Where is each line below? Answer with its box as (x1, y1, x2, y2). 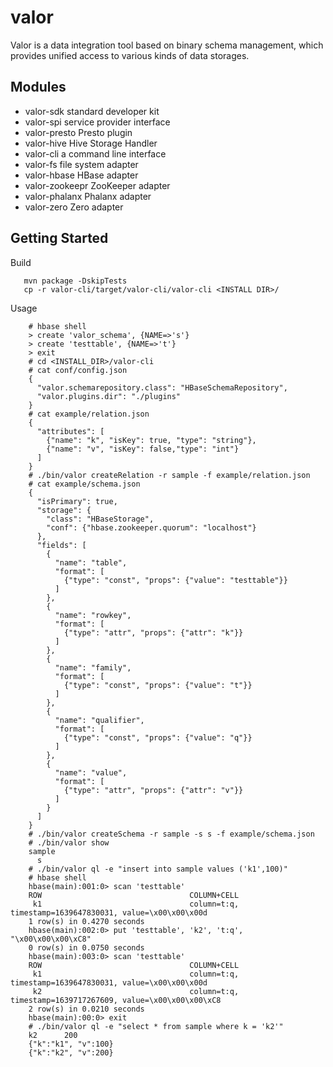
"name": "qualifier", (54, 715, 145, 725)
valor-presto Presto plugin (24, 126, 133, 138)
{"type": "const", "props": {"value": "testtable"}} (63, 575, 288, 585)
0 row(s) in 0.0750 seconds (28, 942, 145, 953)
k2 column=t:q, (32, 986, 240, 996)
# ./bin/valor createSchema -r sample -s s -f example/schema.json (28, 829, 315, 839)
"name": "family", (54, 662, 132, 673)
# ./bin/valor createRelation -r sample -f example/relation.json (28, 470, 311, 480)
